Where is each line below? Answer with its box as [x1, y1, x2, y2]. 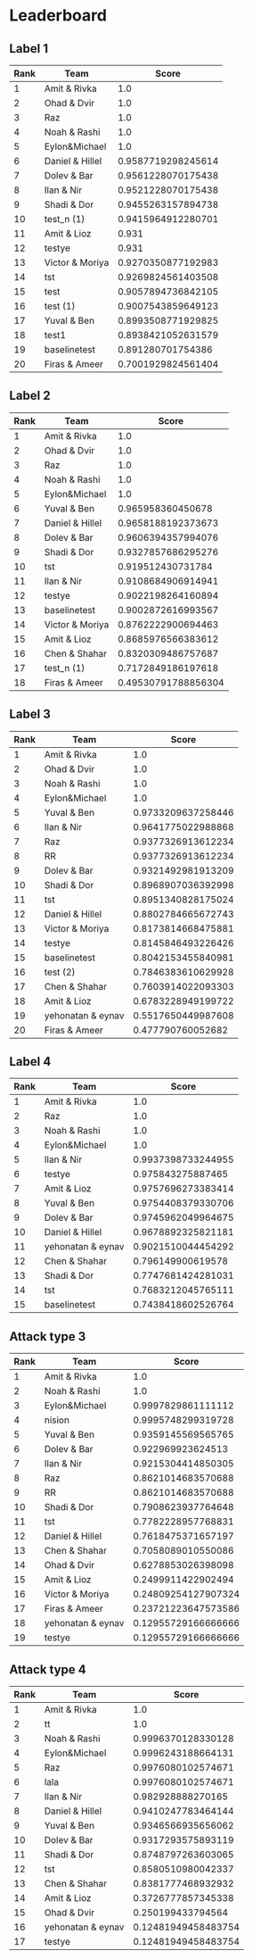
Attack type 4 [9, 1662, 86, 1677]
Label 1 [9, 41, 49, 56]
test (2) [44, 966, 76, 978]
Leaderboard [9, 5, 107, 26]
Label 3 [9, 707, 52, 722]
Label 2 [9, 388, 51, 403]
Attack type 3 [9, 1329, 86, 1344]
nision [44, 1414, 69, 1426]
